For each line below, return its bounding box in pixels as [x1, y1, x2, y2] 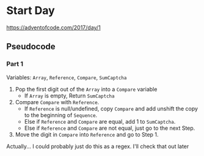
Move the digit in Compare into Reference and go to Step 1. [15, 130, 159, 138]
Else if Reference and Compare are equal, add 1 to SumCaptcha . [24, 118, 176, 125]
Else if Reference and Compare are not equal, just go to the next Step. [24, 124, 195, 132]
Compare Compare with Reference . [15, 98, 100, 105]
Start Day [6, 4, 55, 18]
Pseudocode [6, 41, 56, 52]
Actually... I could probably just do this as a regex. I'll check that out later [6, 143, 189, 150]
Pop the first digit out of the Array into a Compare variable [15, 85, 158, 93]
